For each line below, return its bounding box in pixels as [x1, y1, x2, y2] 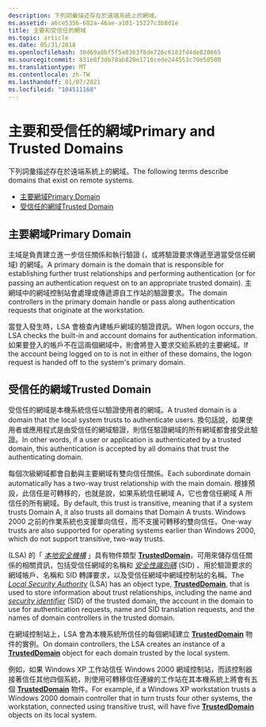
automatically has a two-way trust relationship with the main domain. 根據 [8, 478, 249, 488]
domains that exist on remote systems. [8, 175, 135, 185]
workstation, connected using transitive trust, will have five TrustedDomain [8, 702, 255, 711]
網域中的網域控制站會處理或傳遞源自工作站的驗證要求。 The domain [8, 288, 228, 298]
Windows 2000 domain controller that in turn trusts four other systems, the [8, 693, 253, 702]
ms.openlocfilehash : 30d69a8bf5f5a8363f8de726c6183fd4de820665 [8, 48, 222, 56]
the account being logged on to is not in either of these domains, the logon [8, 349, 252, 359]
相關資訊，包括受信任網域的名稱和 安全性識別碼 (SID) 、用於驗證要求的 [21, 560, 253, 570]
